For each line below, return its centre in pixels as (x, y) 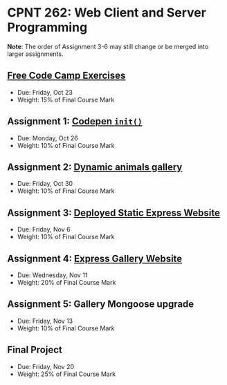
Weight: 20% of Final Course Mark (66, 282)
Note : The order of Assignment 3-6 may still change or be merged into (108, 46)
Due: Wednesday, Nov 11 (52, 275)
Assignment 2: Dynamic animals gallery (95, 167)
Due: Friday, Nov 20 (46, 366)
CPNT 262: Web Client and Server (107, 13)
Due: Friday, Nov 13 (45, 321)
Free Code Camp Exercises (66, 76)
